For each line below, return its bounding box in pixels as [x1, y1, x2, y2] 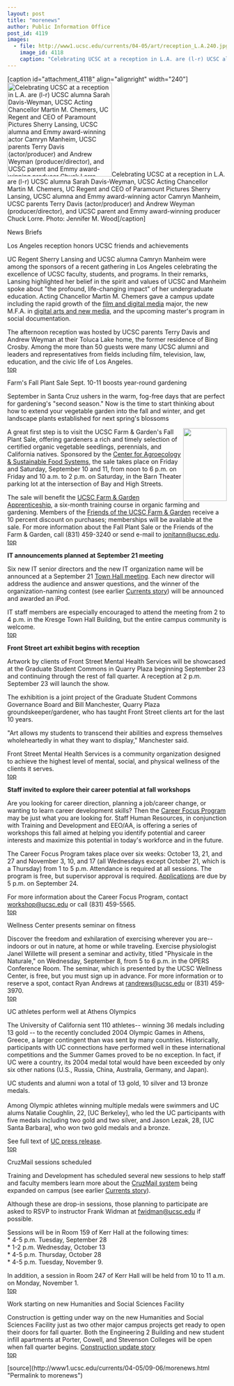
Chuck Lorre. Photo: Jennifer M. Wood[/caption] [7, 214, 146, 223]
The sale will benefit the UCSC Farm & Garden [7, 493, 140, 501]
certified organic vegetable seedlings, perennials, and [7, 442, 162, 451]
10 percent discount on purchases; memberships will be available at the [7, 515, 213, 523]
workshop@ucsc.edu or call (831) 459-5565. [7, 900, 136, 908]
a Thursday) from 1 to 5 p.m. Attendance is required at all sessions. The [7, 864, 212, 872]
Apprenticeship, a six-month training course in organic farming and [7, 500, 200, 509]
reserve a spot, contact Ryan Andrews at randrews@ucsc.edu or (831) [7, 978, 209, 988]
